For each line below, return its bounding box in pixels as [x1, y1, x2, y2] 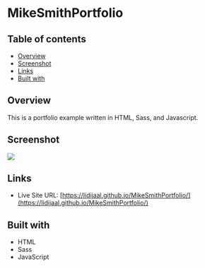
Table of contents [7, 33, 86, 45]
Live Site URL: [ [17, 191, 63, 200]
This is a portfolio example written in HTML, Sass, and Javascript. [7, 113, 199, 121]
